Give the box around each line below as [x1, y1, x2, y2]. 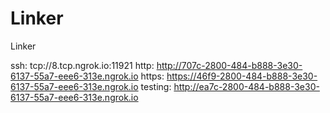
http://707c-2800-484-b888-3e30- [156, 59, 303, 71]
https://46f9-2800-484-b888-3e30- [166, 70, 318, 82]
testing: [140, 80, 172, 92]
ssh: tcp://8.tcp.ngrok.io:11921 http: [10, 59, 155, 71]
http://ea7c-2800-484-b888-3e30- [173, 80, 320, 92]
